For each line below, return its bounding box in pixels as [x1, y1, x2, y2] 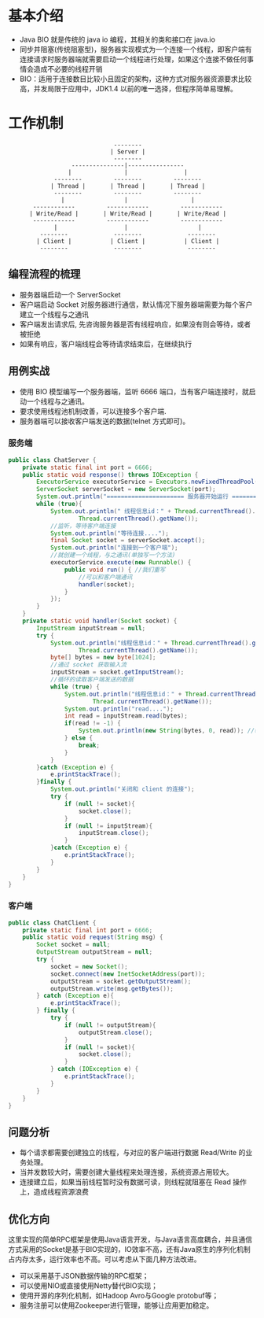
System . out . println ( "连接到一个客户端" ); [49, 544, 178, 552]
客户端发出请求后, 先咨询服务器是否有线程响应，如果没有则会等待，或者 [19, 319, 251, 329]
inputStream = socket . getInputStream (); [49, 668, 185, 677]
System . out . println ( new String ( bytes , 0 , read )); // [78, 727, 255, 735]
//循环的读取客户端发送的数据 [49, 676, 134, 684]
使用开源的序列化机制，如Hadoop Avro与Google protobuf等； [19, 1291, 219, 1301]
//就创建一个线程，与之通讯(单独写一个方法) [49, 552, 176, 559]
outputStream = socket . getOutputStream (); [49, 977, 192, 985]
